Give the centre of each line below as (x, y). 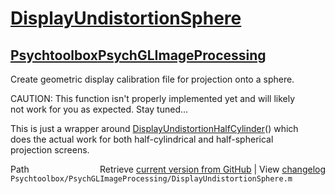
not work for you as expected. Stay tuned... (99, 109)
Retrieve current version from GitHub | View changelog (212, 169)
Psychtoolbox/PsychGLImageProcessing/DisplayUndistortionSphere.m (151, 179)
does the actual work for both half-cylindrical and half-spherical (142, 139)
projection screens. (50, 150)
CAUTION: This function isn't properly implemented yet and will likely (153, 98)
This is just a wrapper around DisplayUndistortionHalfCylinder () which (154, 128)
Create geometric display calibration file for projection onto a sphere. (152, 79)
